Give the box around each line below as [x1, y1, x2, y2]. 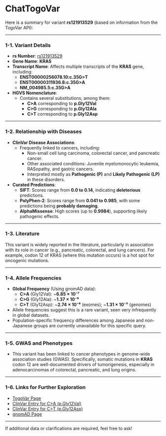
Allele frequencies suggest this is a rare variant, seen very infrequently [12, 307, 157, 313]
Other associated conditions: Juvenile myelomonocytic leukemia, [27, 160, 160, 166]
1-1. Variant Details [5, 42, 51, 49]
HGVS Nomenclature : [12, 90, 58, 96]
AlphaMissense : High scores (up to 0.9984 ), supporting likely [19, 208, 147, 214]
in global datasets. [12, 312, 50, 318]
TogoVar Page [12, 395, 41, 401]
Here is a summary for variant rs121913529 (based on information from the [5, 19, 158, 25]
